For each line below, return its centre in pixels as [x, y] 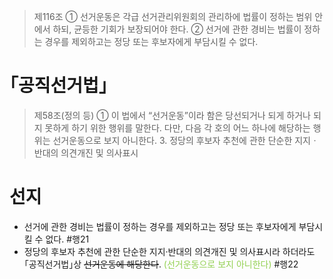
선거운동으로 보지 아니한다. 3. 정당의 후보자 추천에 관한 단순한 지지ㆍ [185, 140]
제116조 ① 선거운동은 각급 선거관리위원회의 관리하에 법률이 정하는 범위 [173, 16]
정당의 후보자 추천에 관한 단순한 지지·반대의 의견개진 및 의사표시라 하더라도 [169, 251]
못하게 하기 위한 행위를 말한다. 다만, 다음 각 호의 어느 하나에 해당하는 [177, 127]
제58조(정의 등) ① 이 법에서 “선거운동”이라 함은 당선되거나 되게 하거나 [172, 115]
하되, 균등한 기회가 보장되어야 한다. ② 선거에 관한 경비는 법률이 [177, 29]
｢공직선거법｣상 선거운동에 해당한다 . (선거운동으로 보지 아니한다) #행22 [161, 264]
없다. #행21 [67, 239]
